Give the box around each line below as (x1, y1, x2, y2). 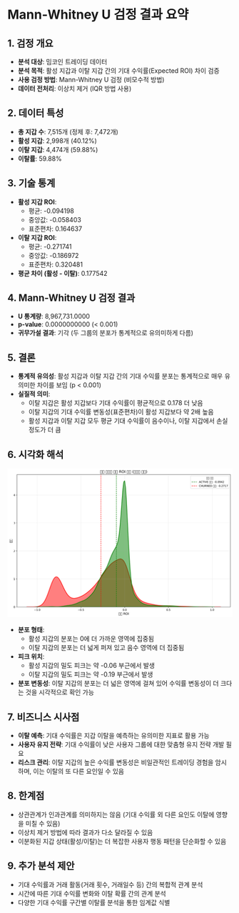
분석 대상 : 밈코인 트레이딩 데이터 (17, 58, 108, 66)
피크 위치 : (17, 652, 45, 661)
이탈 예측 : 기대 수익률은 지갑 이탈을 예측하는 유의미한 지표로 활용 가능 (17, 732, 210, 740)
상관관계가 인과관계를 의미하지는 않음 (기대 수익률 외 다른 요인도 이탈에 (17, 810, 215, 819)
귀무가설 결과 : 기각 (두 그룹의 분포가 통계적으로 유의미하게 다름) (17, 329, 194, 337)
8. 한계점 (7, 790, 45, 802)
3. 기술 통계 (7, 177, 56, 189)
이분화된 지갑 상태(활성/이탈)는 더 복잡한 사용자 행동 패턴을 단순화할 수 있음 (17, 837, 227, 845)
